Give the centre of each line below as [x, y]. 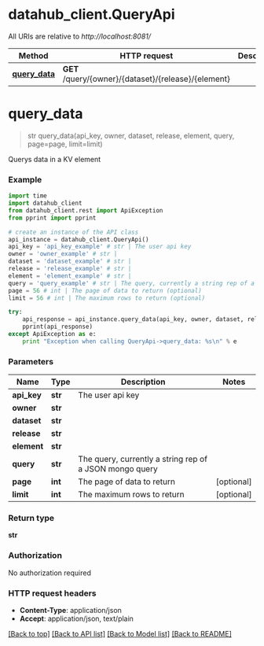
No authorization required [50, 573]
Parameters [31, 361]
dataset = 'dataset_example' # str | [70, 261]
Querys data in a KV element [55, 159]
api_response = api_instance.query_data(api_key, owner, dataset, [133, 319]
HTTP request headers [52, 593]
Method [33, 55]
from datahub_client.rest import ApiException [86, 210]
